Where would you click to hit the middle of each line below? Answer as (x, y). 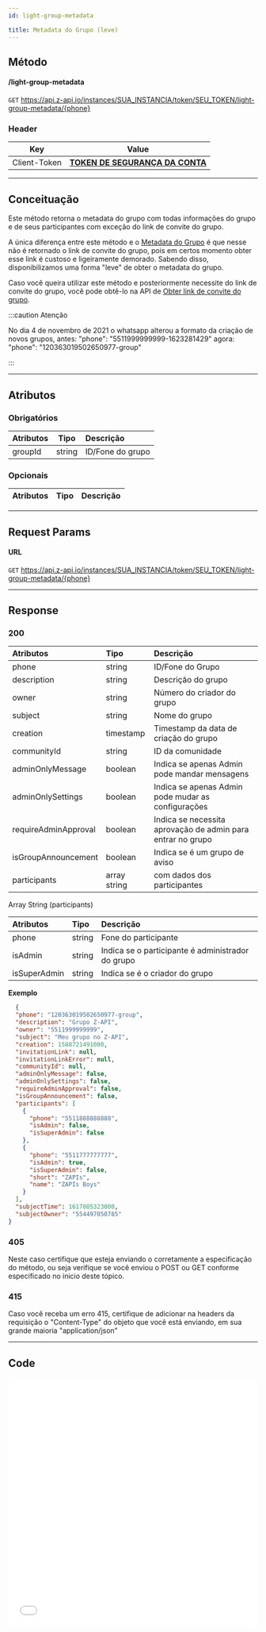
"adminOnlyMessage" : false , (62, 1074)
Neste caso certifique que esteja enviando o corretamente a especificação (130, 1259)
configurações (181, 807)
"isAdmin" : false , (59, 1126)
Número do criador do (195, 693)
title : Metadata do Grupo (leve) (63, 30)
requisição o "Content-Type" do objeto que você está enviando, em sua (125, 1323)
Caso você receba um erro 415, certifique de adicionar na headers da (122, 1314)
